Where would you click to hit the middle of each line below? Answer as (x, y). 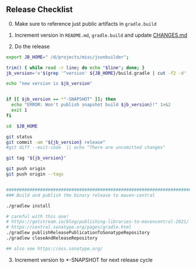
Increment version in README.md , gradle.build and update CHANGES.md (101, 35)
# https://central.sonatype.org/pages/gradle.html (69, 227)
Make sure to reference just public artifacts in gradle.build (85, 23)
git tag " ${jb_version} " (36, 158)
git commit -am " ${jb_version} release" (56, 142)
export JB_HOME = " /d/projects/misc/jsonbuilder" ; (68, 57)
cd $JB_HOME (22, 126)
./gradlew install (28, 206)
